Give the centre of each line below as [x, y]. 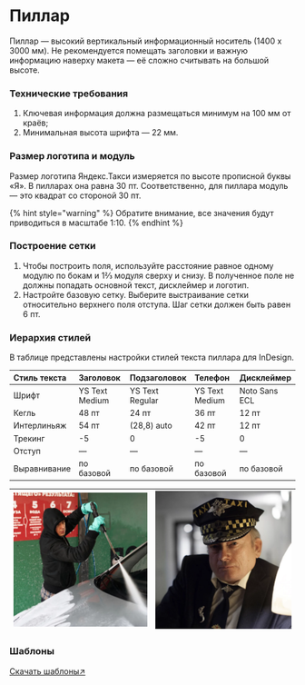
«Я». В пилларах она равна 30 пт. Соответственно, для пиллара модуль [149, 185]
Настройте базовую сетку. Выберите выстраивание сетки [136, 294]
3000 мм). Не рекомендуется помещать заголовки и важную [128, 50]
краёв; [35, 123]
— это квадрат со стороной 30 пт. [75, 195]
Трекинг [29, 438]
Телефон [212, 377]
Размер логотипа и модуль [72, 156]
